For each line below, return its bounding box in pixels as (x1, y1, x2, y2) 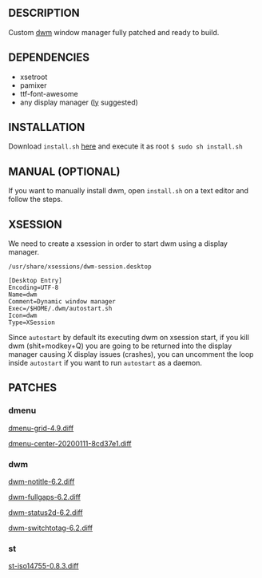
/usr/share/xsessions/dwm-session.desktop (8, 263, 152, 271)
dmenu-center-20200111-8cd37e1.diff (8, 438, 132, 448)
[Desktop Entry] (8, 277, 62, 285)
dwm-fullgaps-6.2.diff (8, 493, 81, 502)
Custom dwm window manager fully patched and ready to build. (8, 27, 220, 37)
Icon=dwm (8, 311, 38, 320)
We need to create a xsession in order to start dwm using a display (8, 239, 228, 248)
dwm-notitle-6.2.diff (8, 477, 75, 486)
